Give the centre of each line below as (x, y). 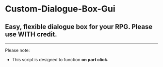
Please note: (17, 50)
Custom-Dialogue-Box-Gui (60, 9)
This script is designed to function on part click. (60, 60)
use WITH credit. (31, 34)
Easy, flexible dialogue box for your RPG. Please (79, 27)
